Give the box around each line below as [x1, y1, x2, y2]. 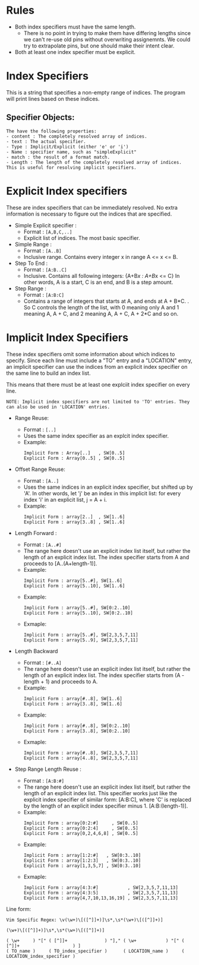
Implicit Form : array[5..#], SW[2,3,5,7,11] [23, 632, 138, 638]
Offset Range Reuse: [14, 466, 65, 473]
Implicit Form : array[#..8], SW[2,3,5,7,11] [23, 749, 138, 756]
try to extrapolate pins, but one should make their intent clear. [23, 42, 175, 49]
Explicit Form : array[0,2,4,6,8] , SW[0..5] [23, 830, 138, 836]
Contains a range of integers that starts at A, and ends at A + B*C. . [23, 298, 189, 305]
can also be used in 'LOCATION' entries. [6, 404, 110, 410]
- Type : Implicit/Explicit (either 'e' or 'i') [6, 144, 129, 150]
